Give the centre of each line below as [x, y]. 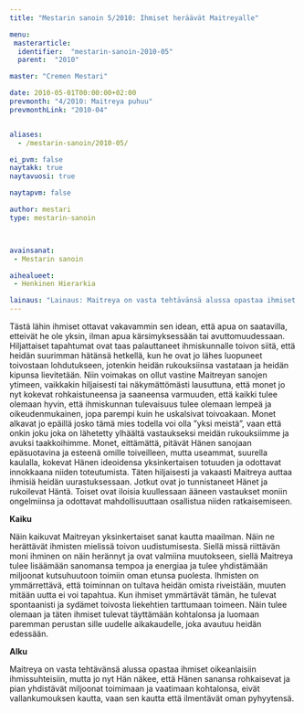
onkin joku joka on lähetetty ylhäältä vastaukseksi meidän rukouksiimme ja [149, 433]
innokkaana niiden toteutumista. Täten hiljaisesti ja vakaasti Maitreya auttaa [151, 472]
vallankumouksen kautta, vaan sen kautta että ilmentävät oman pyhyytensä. [152, 698]
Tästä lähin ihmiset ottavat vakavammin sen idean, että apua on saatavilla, [148, 326]
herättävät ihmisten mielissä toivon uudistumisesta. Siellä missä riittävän [145, 546]
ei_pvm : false [37, 160]
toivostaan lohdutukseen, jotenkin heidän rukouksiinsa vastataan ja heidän [149, 365]
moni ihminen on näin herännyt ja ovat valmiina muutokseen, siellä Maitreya [152, 556]
